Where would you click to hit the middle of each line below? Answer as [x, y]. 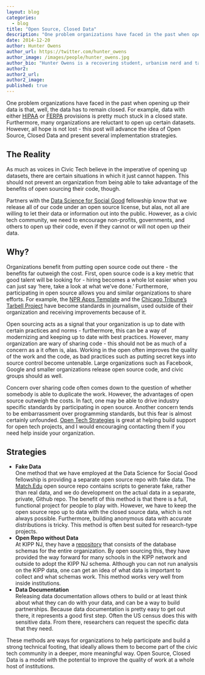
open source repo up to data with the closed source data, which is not [103, 512]
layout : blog [23, 12]
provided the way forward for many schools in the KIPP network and [101, 557]
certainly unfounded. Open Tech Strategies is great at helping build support [101, 420]
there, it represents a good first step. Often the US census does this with [106, 616]
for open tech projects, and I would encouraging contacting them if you [96, 426]
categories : [21, 18]
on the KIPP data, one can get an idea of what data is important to [98, 570]
